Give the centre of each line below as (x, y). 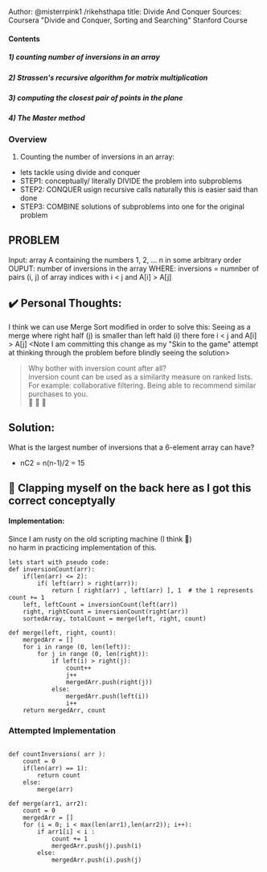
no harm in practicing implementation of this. (82, 548)
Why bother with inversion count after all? (97, 368)
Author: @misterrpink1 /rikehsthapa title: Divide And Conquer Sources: (125, 12)
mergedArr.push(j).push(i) (97, 846)
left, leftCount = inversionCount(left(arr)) (101, 605)
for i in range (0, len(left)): (77, 647)
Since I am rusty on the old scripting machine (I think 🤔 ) (100, 539)
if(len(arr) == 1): (55, 769)
